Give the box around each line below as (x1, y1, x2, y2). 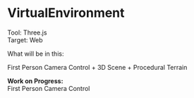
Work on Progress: (7, 76, 63, 85)
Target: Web (7, 35, 44, 44)
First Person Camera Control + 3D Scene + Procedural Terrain (7, 63, 188, 71)
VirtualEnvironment (7, 5, 125, 21)
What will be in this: (7, 49, 64, 58)
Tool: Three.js (7, 28, 47, 37)
